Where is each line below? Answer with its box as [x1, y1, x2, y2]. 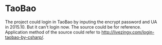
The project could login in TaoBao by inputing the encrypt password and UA [5, 19, 157, 25]
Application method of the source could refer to [5, 29, 101, 35]
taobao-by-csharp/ [5, 34, 43, 40]
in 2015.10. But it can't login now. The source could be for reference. [5, 24, 142, 30]
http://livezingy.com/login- [101, 29, 155, 35]
